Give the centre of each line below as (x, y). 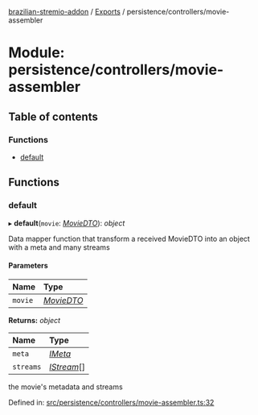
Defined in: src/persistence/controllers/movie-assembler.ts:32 (111, 402)
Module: (37, 53)
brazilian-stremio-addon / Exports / (67, 12)
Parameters (28, 266)
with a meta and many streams (59, 247)
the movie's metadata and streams (66, 387)
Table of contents (53, 116)
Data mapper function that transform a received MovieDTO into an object (129, 239)
